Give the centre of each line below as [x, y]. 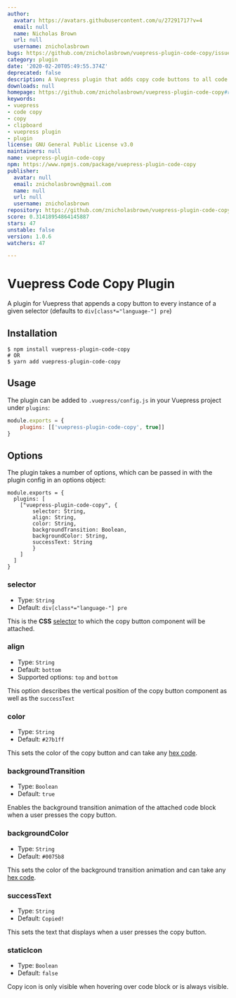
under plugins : [29, 407]
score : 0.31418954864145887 [48, 217]
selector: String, [59, 511]
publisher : [23, 171]
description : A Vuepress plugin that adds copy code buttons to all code [118, 79]
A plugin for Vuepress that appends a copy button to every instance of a [112, 304]
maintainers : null [34, 151]
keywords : [22, 99]
